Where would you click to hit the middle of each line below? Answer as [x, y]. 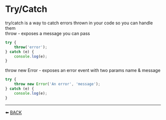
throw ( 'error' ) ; [31, 47]
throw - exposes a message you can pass [48, 33]
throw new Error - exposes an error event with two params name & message [83, 70]
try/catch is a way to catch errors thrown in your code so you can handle [79, 23]
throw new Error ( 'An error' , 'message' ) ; [57, 84]
